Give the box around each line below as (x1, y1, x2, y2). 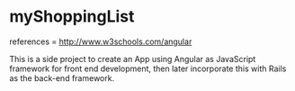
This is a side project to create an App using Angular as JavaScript (9, 53, 256, 64)
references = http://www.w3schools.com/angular (9, 36, 192, 47)
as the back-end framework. (9, 72, 115, 83)
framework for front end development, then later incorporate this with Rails (9, 63, 287, 74)
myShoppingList (9, 6, 135, 27)
